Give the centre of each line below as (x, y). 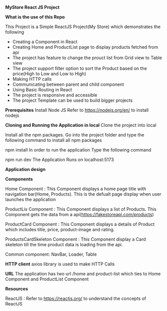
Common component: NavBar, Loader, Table (51, 254)
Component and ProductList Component (47, 279)
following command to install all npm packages (54, 140)
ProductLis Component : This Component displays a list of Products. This (81, 209)
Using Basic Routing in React (42, 90)
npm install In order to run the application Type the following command (78, 150)
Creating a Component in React (45, 42)
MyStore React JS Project (32, 7)
